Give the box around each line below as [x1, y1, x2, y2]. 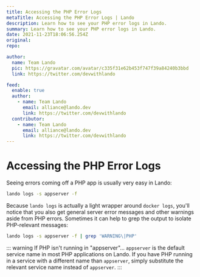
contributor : [12, 116, 45, 122]
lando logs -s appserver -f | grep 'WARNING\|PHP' [6, 233, 137, 239]
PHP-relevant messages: [6, 221, 69, 228]
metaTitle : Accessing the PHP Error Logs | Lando [6, 15, 135, 21]
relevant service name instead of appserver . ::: [6, 263, 123, 271]
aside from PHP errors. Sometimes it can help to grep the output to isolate [6, 214, 191, 222]
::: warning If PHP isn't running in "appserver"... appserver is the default [6, 244, 185, 251]
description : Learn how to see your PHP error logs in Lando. [6, 20, 167, 26]
